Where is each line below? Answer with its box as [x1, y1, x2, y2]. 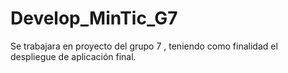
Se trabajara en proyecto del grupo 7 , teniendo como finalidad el [10, 40, 278, 52]
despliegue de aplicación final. [10, 50, 137, 62]
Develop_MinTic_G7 [10, 7, 178, 30]
